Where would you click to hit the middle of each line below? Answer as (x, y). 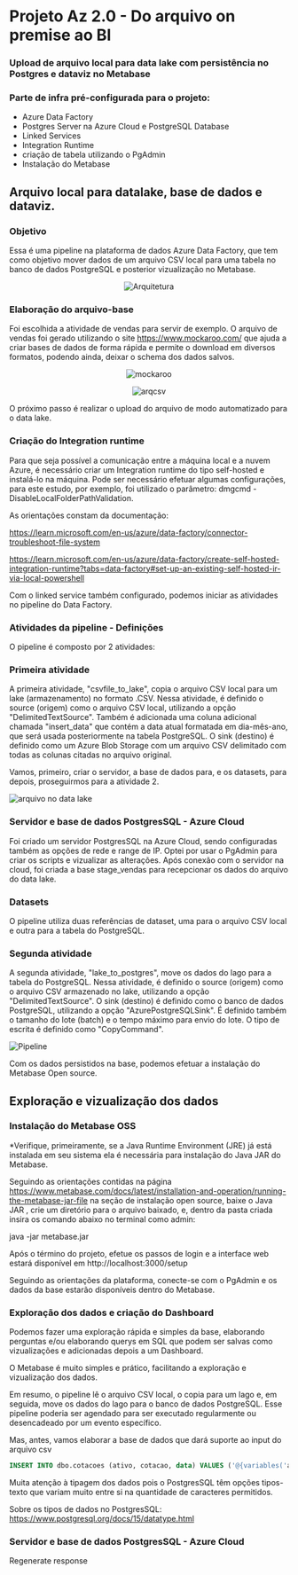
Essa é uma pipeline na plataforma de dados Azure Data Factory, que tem (144, 251)
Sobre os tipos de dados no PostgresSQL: (86, 1509)
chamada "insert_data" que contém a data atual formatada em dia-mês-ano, (149, 727)
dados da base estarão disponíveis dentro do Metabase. (112, 1289)
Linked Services (51, 136)
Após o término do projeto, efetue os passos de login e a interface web (139, 1253)
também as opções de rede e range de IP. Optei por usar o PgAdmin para (143, 850)
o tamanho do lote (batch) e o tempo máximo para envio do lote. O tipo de (145, 1020)
